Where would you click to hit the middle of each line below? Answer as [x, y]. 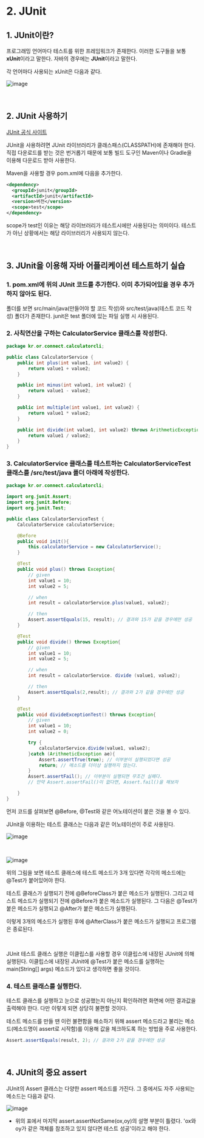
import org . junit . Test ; [36, 508]
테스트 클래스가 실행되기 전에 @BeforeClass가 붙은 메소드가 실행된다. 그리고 [97, 893]
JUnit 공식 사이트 [27, 132]
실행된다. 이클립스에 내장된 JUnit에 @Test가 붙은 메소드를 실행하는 [86, 961]
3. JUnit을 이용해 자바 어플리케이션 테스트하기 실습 [96, 266]
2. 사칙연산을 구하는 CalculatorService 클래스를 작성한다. [87, 333]
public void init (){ [43, 541]
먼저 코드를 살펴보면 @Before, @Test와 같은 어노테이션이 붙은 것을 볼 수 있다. [99, 811]
